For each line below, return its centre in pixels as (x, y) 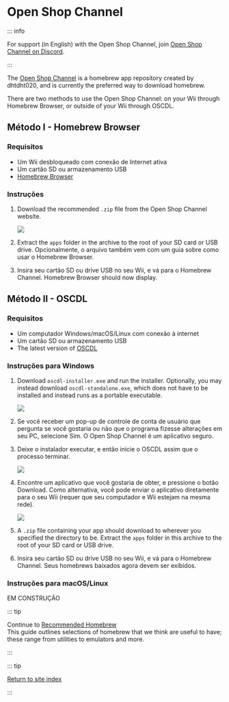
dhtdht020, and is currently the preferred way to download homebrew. (106, 85)
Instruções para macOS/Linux (58, 583)
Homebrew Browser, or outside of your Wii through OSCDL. (91, 105)
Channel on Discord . (36, 51)
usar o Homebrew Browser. (55, 257)
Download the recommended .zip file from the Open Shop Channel (112, 209)
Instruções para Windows (51, 366)
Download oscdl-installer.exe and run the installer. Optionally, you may (119, 380)
